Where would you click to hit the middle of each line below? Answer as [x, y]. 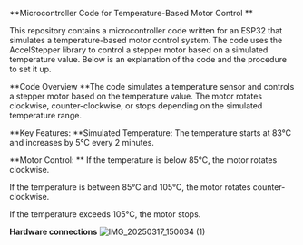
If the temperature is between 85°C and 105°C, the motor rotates [130, 187]
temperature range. [45, 115]
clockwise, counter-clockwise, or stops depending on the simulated [136, 106]
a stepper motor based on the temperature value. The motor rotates [136, 96]
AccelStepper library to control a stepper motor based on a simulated [139, 50]
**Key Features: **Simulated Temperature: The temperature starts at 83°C [151, 133]
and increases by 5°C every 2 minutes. [82, 142]
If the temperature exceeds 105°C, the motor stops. [105, 214]
